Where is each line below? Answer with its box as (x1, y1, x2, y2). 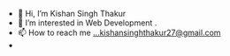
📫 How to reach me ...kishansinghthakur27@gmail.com (17, 27, 221, 38)
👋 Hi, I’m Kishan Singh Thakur (17, 9, 126, 18)
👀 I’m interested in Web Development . (17, 17, 157, 28)
